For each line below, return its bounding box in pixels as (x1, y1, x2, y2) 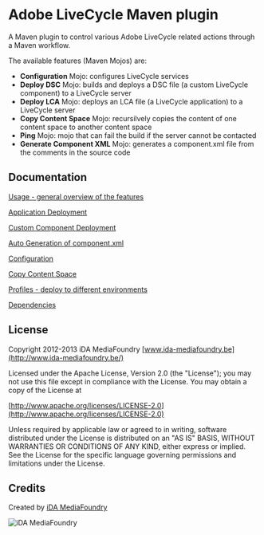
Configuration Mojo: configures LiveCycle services (19, 71, 189, 81)
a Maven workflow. (8, 40, 71, 49)
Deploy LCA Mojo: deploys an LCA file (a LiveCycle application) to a (19, 96, 243, 106)
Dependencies (8, 300, 57, 309)
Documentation (8, 171, 88, 184)
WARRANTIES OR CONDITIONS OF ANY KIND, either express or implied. (8, 441, 246, 451)
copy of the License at (8, 385, 82, 395)
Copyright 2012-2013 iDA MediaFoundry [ (8, 344, 145, 354)
